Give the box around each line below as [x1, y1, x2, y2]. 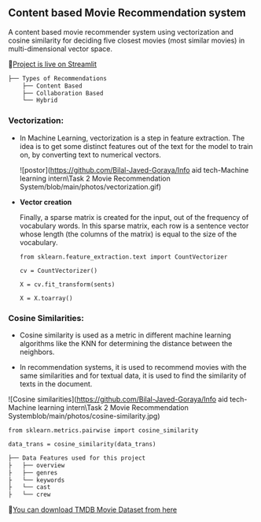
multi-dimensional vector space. [8, 43, 112, 54]
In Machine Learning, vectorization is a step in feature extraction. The [19, 133, 245, 143]
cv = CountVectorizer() [19, 267, 98, 274]
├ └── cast [8, 483, 51, 491]
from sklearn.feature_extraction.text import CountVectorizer [19, 252, 228, 261]
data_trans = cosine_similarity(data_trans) [8, 440, 156, 448]
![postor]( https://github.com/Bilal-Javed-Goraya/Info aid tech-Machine [19, 165, 249, 174]
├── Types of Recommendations [8, 74, 108, 82]
